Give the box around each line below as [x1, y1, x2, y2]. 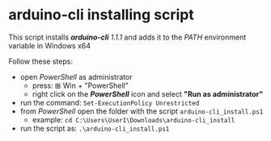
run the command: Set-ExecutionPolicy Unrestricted [19, 97, 200, 107]
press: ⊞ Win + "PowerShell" [32, 81, 129, 90]
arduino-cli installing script [8, 6, 194, 24]
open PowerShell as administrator [19, 72, 133, 81]
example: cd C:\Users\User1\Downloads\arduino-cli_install [32, 114, 235, 124]
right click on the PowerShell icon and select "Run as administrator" [32, 89, 264, 98]
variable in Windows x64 [8, 40, 91, 50]
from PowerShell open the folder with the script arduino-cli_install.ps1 [19, 106, 264, 116]
